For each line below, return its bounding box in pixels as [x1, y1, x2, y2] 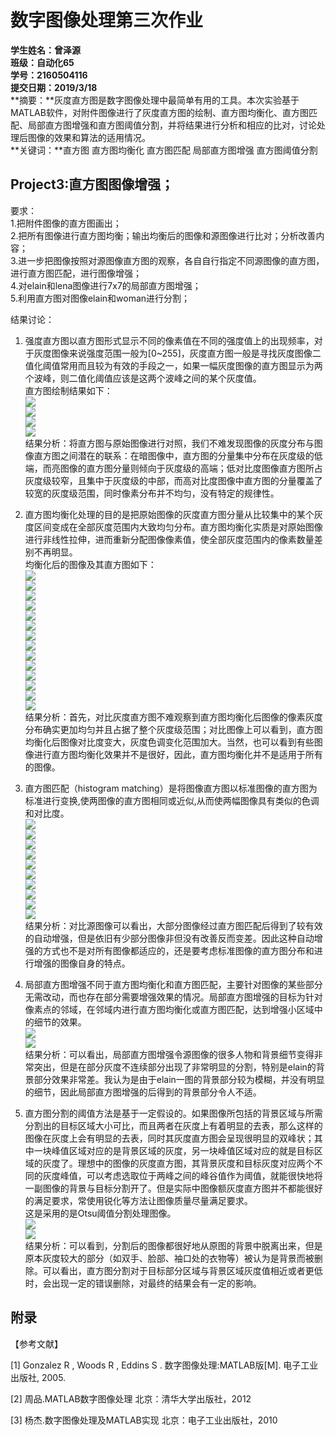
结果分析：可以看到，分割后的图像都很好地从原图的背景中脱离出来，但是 [24, 1239, 323, 1251]
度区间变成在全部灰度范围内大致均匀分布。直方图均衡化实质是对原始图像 [24, 521, 323, 533]
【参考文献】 [10, 1337, 63, 1350]
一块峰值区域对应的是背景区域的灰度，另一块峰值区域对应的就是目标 [33, 1144, 315, 1156]
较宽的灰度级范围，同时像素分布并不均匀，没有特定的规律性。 [24, 487, 280, 499]
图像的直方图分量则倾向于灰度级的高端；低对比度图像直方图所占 [59, 462, 323, 474]
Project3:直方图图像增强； [10, 176, 175, 193]
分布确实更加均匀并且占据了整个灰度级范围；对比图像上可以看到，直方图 [24, 723, 323, 735]
